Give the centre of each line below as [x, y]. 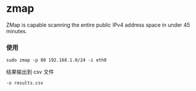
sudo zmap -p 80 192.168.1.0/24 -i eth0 [57, 60]
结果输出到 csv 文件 [30, 72]
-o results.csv [25, 83]
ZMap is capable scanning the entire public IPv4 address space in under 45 [98, 25]
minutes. [17, 31]
